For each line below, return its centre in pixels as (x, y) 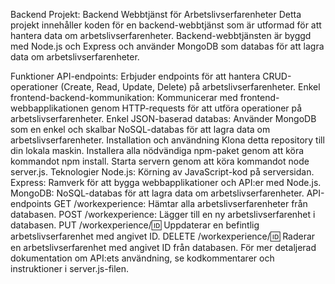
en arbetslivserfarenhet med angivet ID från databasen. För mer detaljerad (163, 247)
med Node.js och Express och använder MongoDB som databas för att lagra (167, 46)
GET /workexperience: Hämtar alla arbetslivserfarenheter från (180, 203)
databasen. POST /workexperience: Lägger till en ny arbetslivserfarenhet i (163, 214)
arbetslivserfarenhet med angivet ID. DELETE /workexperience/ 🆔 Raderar (163, 236)
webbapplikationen (50, 108)
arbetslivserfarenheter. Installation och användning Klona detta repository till (167, 140)
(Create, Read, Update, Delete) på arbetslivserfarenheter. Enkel (190, 87)
